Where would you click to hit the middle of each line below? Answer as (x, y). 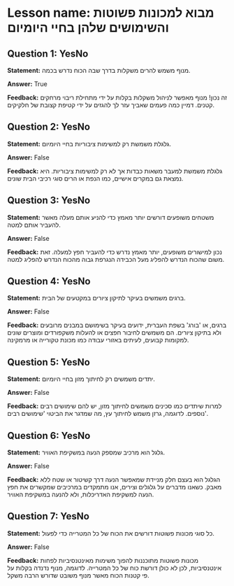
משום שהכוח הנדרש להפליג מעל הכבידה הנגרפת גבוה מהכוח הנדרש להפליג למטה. (116, 259)
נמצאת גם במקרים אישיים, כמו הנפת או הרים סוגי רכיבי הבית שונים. (95, 178)
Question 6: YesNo (49, 435)
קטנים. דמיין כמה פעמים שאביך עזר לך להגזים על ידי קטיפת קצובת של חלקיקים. (111, 105)
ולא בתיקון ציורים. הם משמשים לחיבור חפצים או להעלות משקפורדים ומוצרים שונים (115, 333)
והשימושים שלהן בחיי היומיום (88, 28)
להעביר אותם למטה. (34, 225)
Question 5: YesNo (49, 362)
